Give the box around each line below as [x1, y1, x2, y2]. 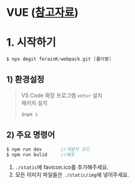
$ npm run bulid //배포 [6, 152, 75, 158]
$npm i [21, 111, 38, 117]
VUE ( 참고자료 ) [6, 5, 79, 19]
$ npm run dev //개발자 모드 [6, 146, 90, 152]
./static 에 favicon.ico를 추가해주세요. [15, 163, 109, 171]
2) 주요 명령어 [6, 130, 55, 140]
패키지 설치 [21, 99, 48, 106]
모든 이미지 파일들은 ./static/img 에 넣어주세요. [15, 171, 130, 179]
